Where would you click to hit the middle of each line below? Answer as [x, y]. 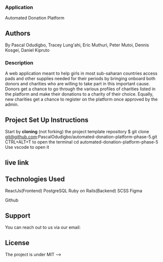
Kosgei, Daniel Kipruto [27, 50]
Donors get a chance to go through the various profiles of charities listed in [80, 89]
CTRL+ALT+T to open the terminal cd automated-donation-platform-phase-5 [82, 142]
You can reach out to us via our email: [43, 227]
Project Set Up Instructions [47, 120]
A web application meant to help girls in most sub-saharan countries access [81, 73]
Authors [18, 33]
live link [17, 162]
